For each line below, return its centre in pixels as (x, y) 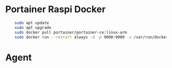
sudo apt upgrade (33, 27)
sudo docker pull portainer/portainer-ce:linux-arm (71, 32)
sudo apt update (32, 23)
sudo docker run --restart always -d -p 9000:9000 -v (73, 37)
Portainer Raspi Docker (56, 9)
